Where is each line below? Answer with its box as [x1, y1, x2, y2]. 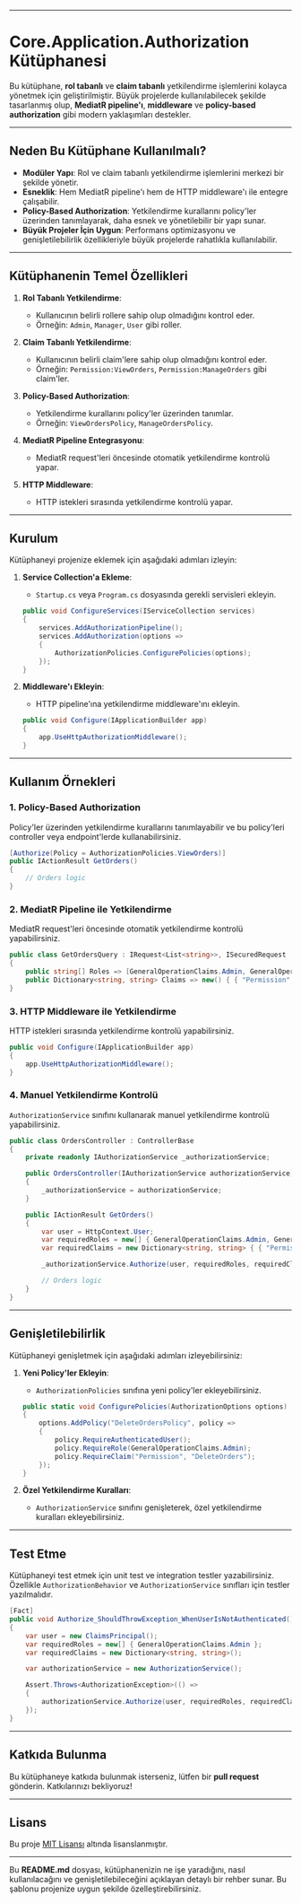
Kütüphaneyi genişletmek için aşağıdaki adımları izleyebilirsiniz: [9, 1349, 244, 1360]
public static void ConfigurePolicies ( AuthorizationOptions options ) [21, 1401, 288, 1411]
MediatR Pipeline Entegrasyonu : [21, 434, 145, 445]
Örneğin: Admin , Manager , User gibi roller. [35, 319, 182, 330]
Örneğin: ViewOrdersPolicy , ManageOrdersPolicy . [35, 417, 213, 428]
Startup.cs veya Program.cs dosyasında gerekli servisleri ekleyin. [35, 589, 277, 600]
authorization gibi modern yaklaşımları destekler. [9, 109, 192, 119]
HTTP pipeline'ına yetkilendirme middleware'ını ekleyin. [35, 699, 240, 710]
